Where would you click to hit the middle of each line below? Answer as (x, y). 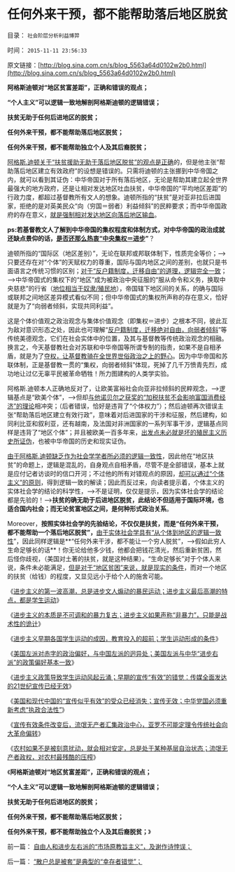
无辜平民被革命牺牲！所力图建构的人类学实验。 (105, 374)
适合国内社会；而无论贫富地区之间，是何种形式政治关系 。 (90, 508)
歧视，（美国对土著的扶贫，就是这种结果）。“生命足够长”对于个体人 (120, 558)
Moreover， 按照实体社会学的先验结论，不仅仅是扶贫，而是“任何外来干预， (115, 523)
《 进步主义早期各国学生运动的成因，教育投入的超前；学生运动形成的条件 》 (114, 638)
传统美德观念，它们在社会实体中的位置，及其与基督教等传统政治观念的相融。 (117, 338)
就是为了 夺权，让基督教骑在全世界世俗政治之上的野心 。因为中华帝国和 (120, 356)
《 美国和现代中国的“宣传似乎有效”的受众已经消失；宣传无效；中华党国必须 (114, 701)
